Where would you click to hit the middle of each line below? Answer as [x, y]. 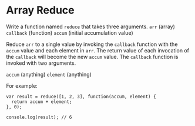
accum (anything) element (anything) [49, 74]
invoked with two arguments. [41, 63]
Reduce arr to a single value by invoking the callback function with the [92, 44]
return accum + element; [42, 102]
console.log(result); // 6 [39, 117]
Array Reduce [40, 10]
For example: [22, 85]
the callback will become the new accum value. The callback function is [92, 57]
